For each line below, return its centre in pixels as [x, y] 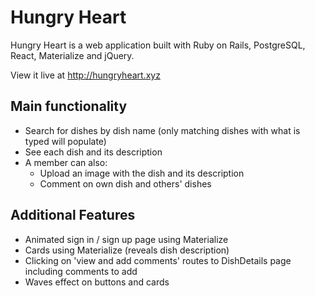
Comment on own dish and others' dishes [125, 183]
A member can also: [66, 162]
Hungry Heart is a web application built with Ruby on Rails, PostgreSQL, [158, 45]
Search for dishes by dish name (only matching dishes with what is [162, 130]
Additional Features [73, 215]
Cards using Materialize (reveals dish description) [127, 250]
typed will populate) [65, 141]
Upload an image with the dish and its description [142, 173]
